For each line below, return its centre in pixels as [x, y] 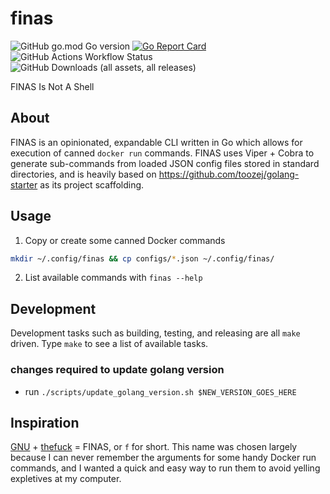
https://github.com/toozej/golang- [229, 174]
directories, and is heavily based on [83, 174]
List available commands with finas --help [113, 278]
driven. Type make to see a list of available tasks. [109, 344]
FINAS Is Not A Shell [52, 86]
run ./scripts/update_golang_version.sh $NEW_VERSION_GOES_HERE [160, 391]
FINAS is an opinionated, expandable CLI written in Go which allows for [156, 142]
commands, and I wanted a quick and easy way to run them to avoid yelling [165, 468]
